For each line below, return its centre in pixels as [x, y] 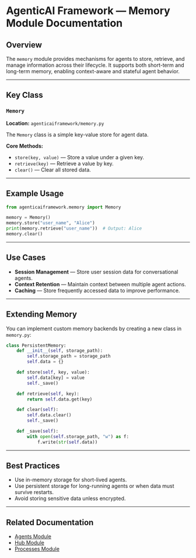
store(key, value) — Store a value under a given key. [79, 157]
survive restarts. [34, 492]
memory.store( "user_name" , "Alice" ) [50, 223]
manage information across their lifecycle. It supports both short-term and [95, 65]
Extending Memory [42, 314]
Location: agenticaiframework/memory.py [55, 123]
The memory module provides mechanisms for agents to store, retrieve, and [95, 59]
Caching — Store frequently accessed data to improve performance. [97, 290]
